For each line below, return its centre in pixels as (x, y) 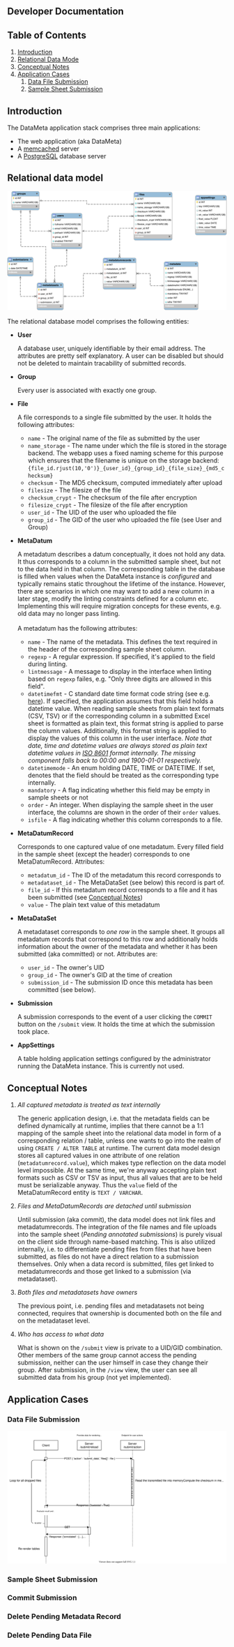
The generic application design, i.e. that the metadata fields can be (114, 1118)
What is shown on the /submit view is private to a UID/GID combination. (120, 1348)
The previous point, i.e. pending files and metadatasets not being (110, 1306)
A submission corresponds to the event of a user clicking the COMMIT (115, 1017)
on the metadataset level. (54, 1321)
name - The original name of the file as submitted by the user (114, 438)
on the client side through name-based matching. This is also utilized (116, 1242)
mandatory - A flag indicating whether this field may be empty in (119, 790)
